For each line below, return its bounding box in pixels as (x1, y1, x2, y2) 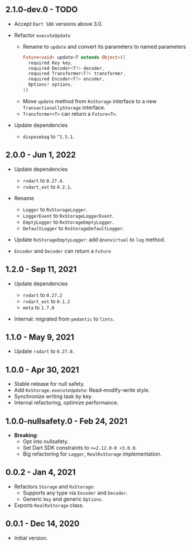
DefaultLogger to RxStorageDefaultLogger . (22, 224, 124, 231)
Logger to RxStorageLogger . (22, 205, 87, 213)
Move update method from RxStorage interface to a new (22, 97, 157, 105)
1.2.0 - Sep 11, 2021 (5, 264, 77, 275)
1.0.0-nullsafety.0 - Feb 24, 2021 (5, 416, 127, 426)
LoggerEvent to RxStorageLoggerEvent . (22, 212, 114, 219)
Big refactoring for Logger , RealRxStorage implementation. (22, 450, 162, 457)
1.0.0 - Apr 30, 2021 (5, 365, 79, 375)
